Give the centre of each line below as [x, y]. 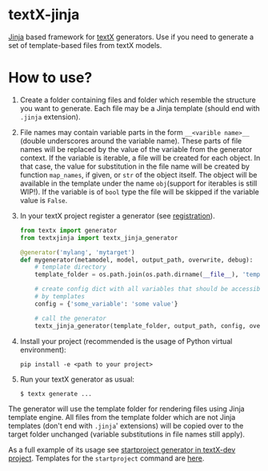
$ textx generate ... [56, 393]
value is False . [44, 200]
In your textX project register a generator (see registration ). [117, 216]
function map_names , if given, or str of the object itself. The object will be [138, 174]
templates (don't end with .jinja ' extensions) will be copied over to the [126, 426]
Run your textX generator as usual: [77, 379]
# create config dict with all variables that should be [132, 289]
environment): [43, 349]
